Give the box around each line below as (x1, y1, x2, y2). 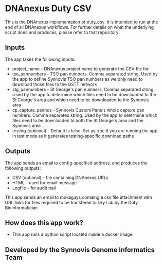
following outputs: (5, 165, 41, 171)
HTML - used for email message (12, 179, 77, 185)
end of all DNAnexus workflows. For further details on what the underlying (5, 24, 154, 30)
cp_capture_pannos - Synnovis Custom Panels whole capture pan (12, 107, 145, 113)
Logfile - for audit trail (12, 185, 56, 191)
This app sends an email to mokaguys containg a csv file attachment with (5, 194, 152, 200)
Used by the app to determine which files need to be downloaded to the (12, 91, 157, 97)
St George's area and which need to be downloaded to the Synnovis (12, 97, 149, 103)
